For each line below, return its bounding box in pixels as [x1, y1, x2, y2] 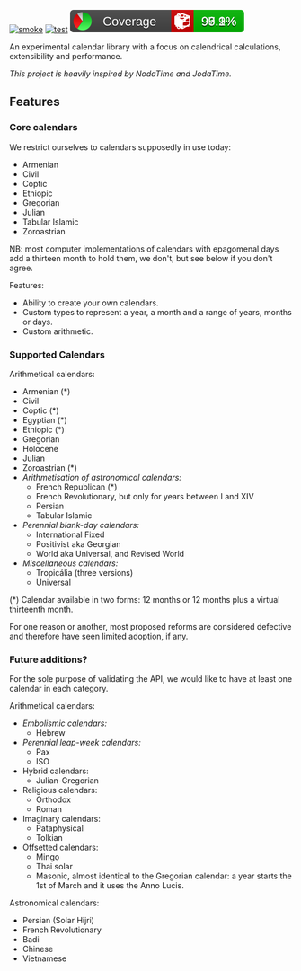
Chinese [22, 944, 54, 955]
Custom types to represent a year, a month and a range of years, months [22, 306, 292, 317]
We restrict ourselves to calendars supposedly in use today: [9, 141, 232, 153]
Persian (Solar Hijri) [22, 915, 94, 926]
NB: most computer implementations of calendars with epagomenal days [9, 243, 279, 254]
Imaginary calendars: [22, 814, 102, 825]
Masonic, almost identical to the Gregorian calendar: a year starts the [35, 870, 292, 881]
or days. [22, 316, 53, 327]
